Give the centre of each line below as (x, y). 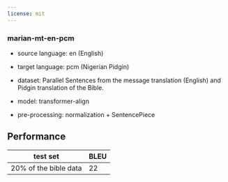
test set (46, 156)
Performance (37, 137)
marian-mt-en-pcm (41, 38)
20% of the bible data (46, 168)
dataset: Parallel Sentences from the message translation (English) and (119, 80)
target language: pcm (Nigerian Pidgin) (73, 66)
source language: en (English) (60, 53)
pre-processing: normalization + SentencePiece (86, 114)
